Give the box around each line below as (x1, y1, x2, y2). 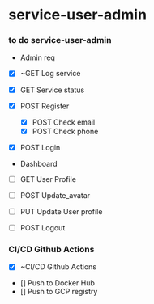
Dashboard (19, 158, 58, 168)
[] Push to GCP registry (19, 287, 98, 297)
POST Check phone (32, 126, 99, 136)
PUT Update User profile (19, 206, 103, 216)
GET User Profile (19, 174, 77, 184)
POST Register (19, 101, 70, 111)
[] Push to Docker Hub (19, 278, 96, 288)
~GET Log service (19, 69, 81, 78)
